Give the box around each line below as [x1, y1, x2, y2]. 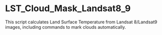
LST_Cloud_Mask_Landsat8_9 [5, 3, 131, 14]
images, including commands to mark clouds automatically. [5, 24, 126, 30]
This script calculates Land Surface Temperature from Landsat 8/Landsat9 [5, 19, 158, 25]
